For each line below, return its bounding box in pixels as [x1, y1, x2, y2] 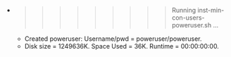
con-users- [171, 13, 206, 22]
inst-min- [196, 6, 225, 14]
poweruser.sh [171, 21, 212, 29]
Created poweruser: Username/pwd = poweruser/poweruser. [24, 34, 202, 43]
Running [171, 6, 196, 14]
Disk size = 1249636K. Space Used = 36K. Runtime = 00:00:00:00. [24, 42, 220, 50]
